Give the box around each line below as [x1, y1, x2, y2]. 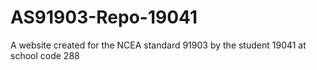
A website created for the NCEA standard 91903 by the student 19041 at [10, 39, 307, 51]
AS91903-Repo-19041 [10, 6, 198, 29]
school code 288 [10, 49, 80, 61]
